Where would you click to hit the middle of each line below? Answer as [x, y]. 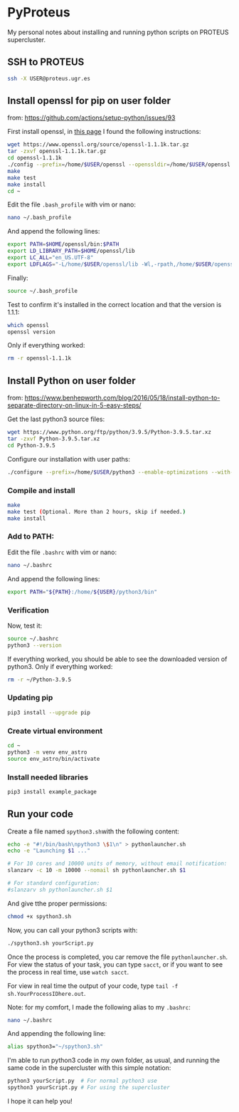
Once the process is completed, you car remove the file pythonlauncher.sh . [118, 957]
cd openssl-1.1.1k [34, 158]
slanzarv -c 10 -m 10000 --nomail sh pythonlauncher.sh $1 [97, 871]
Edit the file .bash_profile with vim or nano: [72, 204]
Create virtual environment [55, 731]
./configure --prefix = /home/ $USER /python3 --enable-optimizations [108, 472]
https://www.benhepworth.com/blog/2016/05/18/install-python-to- [122, 398]
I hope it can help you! [40, 1101]
